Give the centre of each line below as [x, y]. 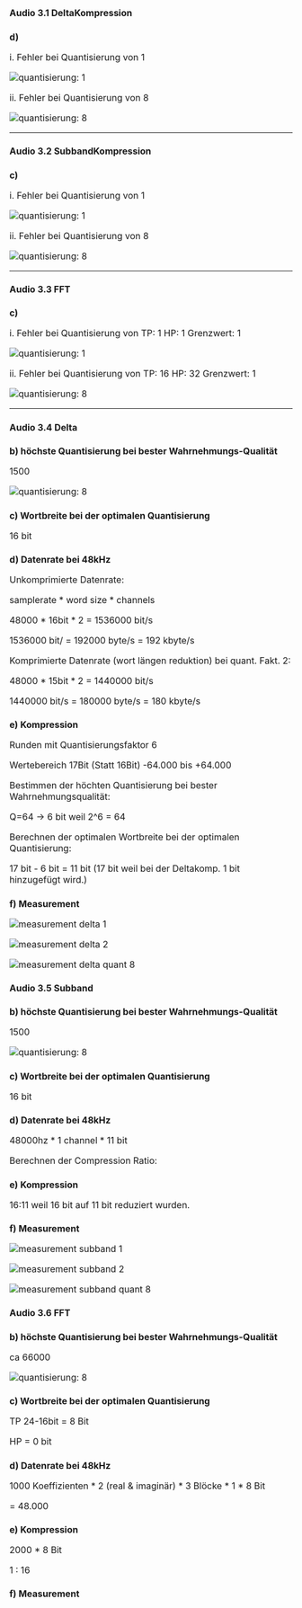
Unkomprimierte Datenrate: [67, 580]
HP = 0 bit [31, 1442]
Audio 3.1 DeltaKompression [71, 13]
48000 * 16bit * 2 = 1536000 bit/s [81, 620]
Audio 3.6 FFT [40, 1313]
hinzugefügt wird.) [49, 880]
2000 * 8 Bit [36, 1550]
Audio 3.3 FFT [40, 289]
